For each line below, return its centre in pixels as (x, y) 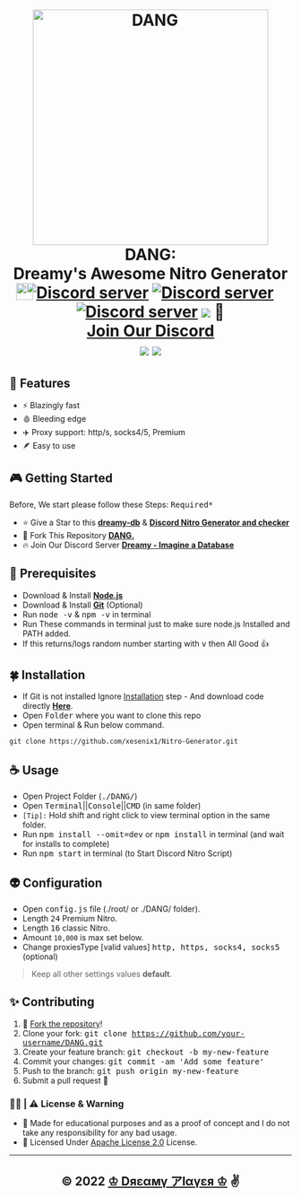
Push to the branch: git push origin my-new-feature (130, 1070)
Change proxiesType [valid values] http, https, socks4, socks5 (151, 948)
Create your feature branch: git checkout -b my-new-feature (146, 1052)
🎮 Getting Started (61, 479)
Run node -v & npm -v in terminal (86, 614)
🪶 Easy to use (49, 446)
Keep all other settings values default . (102, 974)
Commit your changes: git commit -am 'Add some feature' (143, 1061)
